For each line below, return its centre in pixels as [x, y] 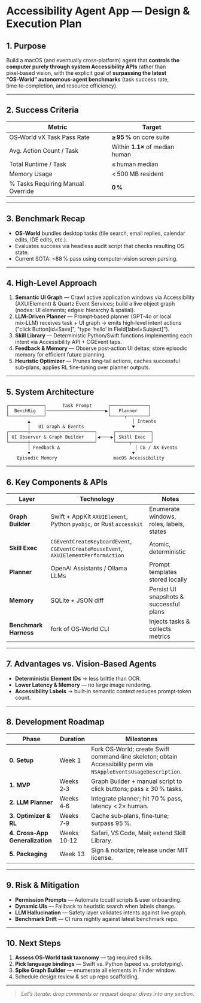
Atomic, [160, 545]
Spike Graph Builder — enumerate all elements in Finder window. [95, 970]
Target [152, 127]
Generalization [31, 840]
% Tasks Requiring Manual [47, 183]
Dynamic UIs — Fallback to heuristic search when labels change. [95, 906]
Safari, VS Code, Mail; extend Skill [138, 833]
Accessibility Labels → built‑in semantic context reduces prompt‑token [103, 691]
